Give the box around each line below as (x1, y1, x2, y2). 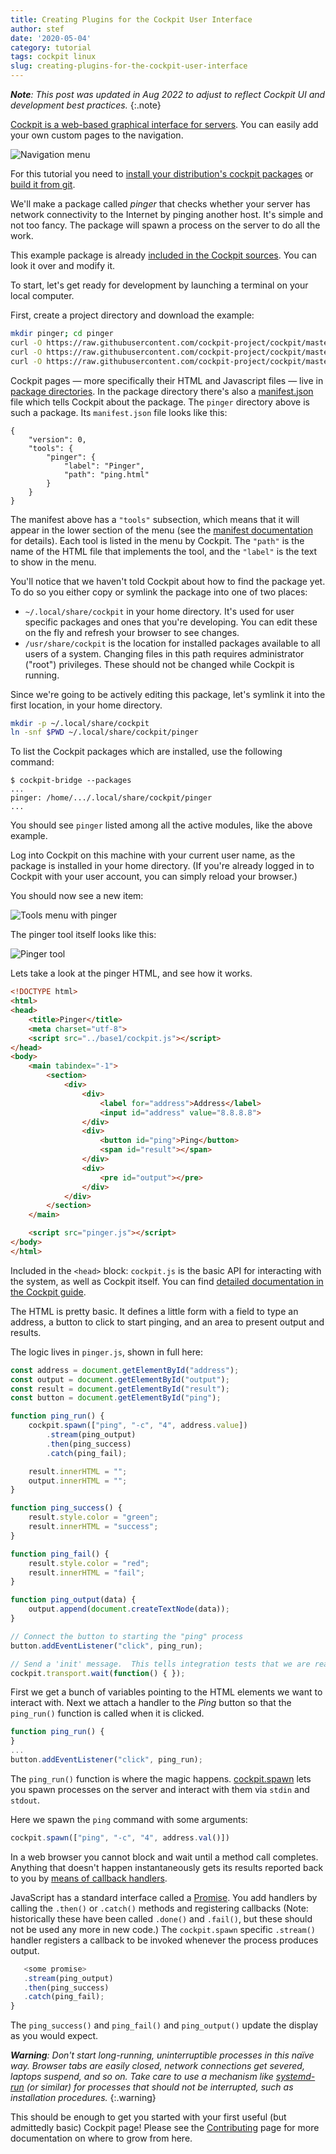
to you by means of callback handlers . (10, 1872, 168, 1884)
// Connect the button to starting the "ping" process (10, 1631, 244, 1641)
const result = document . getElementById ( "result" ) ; (10, 1384, 230, 1394)
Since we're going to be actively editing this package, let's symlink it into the (10, 688, 326, 700)
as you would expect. (10, 2030, 99, 2042)
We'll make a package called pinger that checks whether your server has (10, 198, 311, 210)
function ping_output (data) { (10, 1595, 137, 1605)
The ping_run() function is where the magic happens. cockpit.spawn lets (10, 1772, 312, 1785)
